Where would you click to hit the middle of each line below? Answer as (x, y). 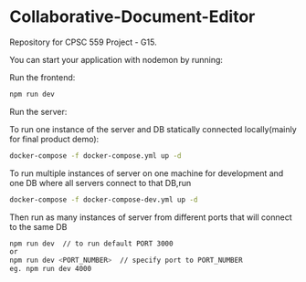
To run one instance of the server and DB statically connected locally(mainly (153, 129)
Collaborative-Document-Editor (132, 17)
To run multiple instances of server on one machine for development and (147, 173)
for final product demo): (54, 139)
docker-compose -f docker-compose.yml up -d (95, 156)
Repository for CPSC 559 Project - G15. (83, 42)
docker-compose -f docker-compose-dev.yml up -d (104, 199)
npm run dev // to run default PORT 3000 (91, 244)
